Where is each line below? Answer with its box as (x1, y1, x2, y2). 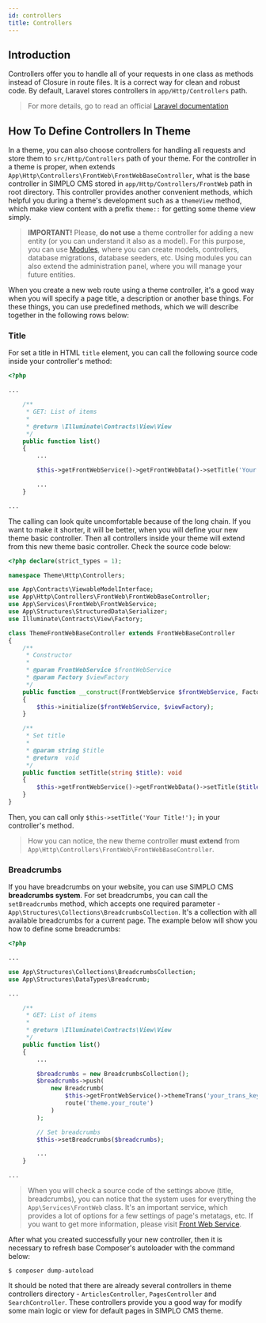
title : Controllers (8, 19, 73, 27)
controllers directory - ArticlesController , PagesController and (8, 1289, 217, 1298)
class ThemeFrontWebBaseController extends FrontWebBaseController (8, 629, 236, 637)
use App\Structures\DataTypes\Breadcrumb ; (8, 975, 150, 984)
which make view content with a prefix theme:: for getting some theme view (8, 204, 256, 214)
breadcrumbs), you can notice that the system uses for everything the (27, 1194, 256, 1204)
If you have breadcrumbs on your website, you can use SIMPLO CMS (8, 882, 234, 892)
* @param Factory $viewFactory (25, 673, 129, 681)
